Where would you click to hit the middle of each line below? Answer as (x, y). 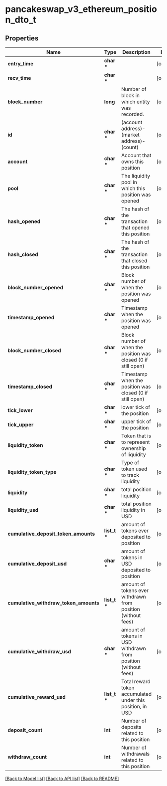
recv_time (19, 78)
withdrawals (135, 754)
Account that (136, 155)
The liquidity (136, 176)
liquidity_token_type (32, 472)
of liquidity (133, 455)
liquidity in (133, 510)
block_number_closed (34, 350)
